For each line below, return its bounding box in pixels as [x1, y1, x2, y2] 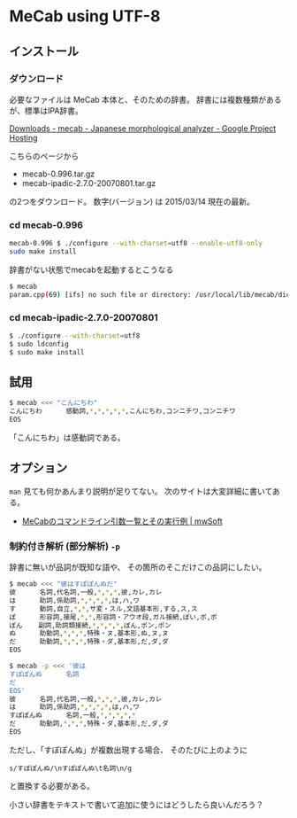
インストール [9, 43, 80, 58]
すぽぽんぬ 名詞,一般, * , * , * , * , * [9, 711, 136, 720]
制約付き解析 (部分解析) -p [9, 540, 121, 552]
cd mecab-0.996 [9, 219, 84, 231]
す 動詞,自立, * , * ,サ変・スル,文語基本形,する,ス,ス [9, 604, 198, 613]
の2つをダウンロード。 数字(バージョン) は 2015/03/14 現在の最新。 [9, 196, 255, 206]
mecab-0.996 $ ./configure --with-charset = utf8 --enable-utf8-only [9, 239, 263, 248]
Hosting [9, 132, 38, 143]
